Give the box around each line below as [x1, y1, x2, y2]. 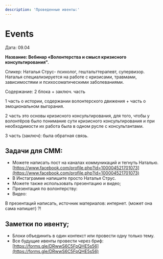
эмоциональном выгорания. [5, 103, 65, 109]
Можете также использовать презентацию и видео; [12, 181, 121, 187]
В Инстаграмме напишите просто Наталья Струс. [12, 175, 116, 181]
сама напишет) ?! [5, 206, 42, 212]
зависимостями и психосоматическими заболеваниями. [5, 79, 124, 85]
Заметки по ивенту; [5, 220, 70, 228]
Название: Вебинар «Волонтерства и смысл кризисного [5, 54, 127, 60]
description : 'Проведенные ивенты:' [5, 7, 80, 12]
